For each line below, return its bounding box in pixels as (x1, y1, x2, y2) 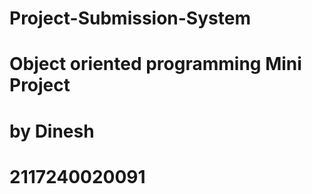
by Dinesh (9, 120, 95, 142)
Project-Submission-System (9, 7, 251, 30)
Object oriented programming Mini (9, 53, 302, 76)
